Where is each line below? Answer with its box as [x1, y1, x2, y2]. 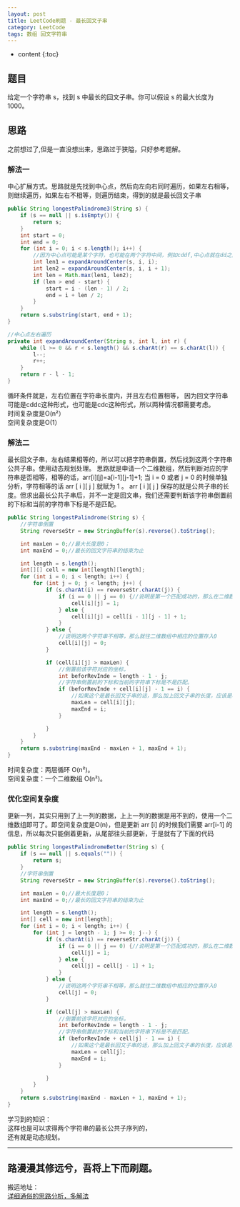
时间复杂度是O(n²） [7, 409, 66, 418]
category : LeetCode [7, 24, 66, 31]
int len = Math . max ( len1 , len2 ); [33, 271, 133, 279]
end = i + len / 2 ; [45, 291, 104, 299]
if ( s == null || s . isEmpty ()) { [20, 212, 120, 219]
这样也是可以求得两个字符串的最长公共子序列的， [7, 1123, 151, 1132]
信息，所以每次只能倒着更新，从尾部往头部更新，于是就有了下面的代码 [7, 829, 214, 838]
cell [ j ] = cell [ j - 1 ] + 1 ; [71, 962, 155, 970]
